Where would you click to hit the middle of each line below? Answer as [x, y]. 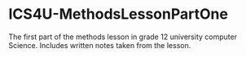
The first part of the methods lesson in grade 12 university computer [123, 37]
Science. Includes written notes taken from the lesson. [100, 45]
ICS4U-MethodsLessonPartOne [118, 14]
